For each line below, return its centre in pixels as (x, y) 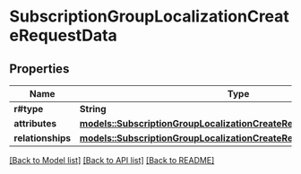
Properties (39, 69)
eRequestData (64, 35)
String (93, 109)
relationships (43, 138)
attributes (35, 123)
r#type (29, 109)
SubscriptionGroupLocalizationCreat (149, 17)
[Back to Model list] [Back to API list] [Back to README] (112, 160)
